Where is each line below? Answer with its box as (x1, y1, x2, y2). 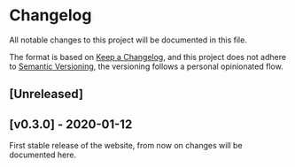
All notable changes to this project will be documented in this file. (9, 34, 248, 45)
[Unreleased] (9, 87, 84, 102)
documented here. (9, 149, 77, 160)
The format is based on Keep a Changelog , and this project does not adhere (9, 51, 286, 62)
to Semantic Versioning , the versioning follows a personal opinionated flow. (9, 61, 283, 72)
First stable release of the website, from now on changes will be (9, 140, 243, 151)
